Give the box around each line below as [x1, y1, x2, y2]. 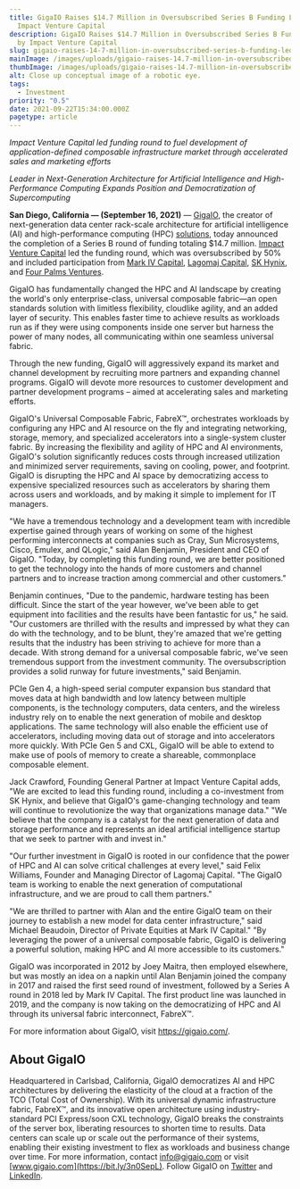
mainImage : [9, 54, 50, 63]
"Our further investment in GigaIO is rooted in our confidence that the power [9, 851, 290, 861]
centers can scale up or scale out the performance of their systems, [9, 1132, 260, 1143]
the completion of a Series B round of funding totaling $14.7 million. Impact [9, 238, 285, 249]
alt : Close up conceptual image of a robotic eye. [9, 71, 202, 80]
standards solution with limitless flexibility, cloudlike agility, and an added [9, 303, 279, 313]
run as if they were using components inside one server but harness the [9, 322, 274, 333]
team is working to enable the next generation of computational [9, 879, 243, 890]
